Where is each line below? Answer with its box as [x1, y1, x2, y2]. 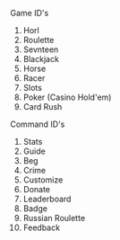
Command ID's [10, 119, 65, 129]
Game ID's [10, 8, 49, 18]
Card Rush [22, 102, 63, 111]
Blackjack [22, 54, 59, 64]
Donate [22, 184, 51, 194]
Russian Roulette [22, 213, 86, 223]
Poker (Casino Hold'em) [22, 92, 112, 102]
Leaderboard [22, 193, 72, 204]
